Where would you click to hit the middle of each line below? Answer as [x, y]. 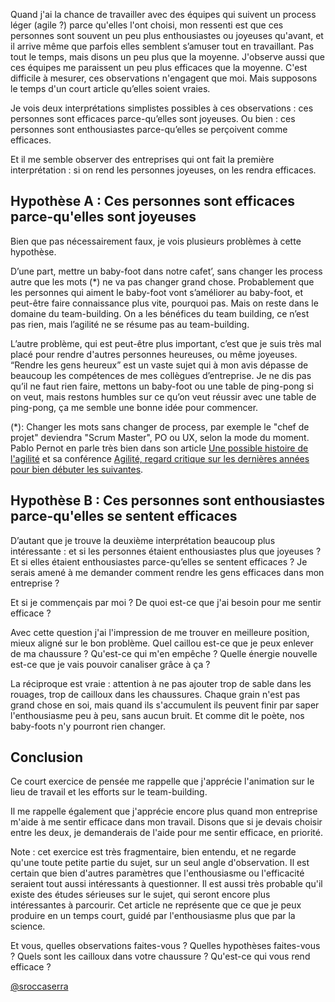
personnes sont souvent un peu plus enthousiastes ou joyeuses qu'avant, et [167, 35]
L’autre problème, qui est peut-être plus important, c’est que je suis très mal [166, 343]
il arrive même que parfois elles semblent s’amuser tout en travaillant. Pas [162, 46]
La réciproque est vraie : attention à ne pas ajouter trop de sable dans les [161, 683]
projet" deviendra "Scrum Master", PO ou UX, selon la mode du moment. [160, 437]
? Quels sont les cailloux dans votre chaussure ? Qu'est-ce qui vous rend [160, 956]
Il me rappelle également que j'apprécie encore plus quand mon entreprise [164, 811]
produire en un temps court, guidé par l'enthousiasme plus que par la [153, 916]
